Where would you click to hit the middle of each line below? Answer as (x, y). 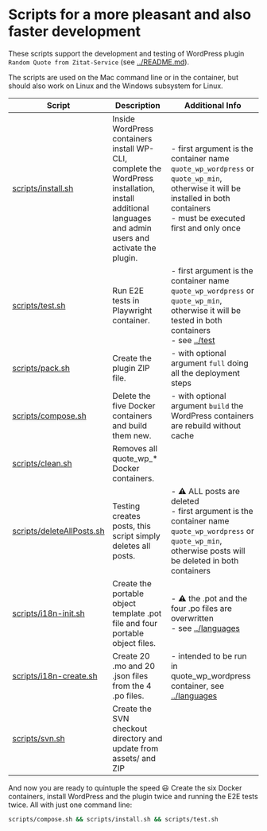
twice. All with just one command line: (70, 805)
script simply (136, 535)
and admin (132, 228)
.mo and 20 (134, 666)
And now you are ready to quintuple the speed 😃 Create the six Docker (125, 787)
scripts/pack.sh (41, 368)
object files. (134, 643)
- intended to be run (209, 655)
